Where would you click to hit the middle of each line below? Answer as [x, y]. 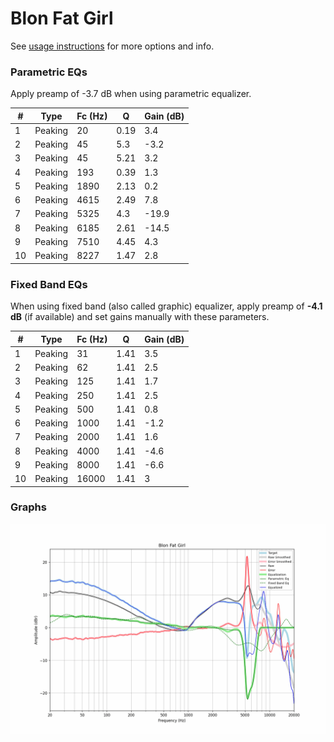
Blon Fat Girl [62, 18]
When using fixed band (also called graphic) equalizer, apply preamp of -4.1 [166, 306]
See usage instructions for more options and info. [112, 46]
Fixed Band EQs [49, 284]
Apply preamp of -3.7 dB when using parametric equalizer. [131, 94]
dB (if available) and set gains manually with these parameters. [140, 317]
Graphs [28, 507]
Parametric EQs [49, 72]
